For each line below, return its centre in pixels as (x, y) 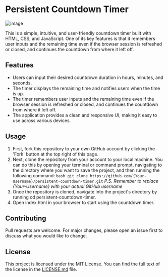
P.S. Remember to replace (131, 181)
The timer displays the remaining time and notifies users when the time (86, 88)
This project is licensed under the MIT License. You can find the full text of (83, 264)
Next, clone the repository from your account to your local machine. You (88, 159)
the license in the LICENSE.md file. (41, 269)
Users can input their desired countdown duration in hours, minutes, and (88, 77)
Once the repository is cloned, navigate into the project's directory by (85, 191)
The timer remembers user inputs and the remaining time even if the (83, 99)
